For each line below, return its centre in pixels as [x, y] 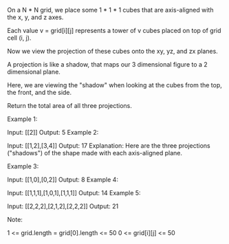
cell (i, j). [19, 38]
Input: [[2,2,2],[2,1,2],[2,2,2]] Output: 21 [63, 206]
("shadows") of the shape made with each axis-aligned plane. [95, 153]
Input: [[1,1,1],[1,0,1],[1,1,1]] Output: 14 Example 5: [74, 193]
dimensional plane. [34, 72]
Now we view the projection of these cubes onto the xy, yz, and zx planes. [112, 51]
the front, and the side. [40, 92]
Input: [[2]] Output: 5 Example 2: [53, 132]
